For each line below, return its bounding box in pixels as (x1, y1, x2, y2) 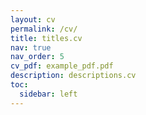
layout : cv (10, 14, 56, 25)
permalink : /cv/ (10, 24, 78, 34)
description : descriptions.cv (10, 71, 137, 81)
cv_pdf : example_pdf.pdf (10, 61, 114, 71)
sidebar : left (19, 89, 78, 99)
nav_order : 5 (10, 52, 65, 62)
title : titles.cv (10, 33, 83, 43)
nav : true (10, 42, 52, 53)
